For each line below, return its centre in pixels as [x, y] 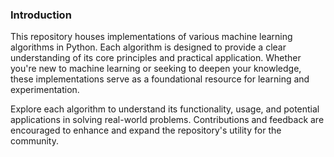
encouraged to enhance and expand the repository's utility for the [146, 130]
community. [34, 141]
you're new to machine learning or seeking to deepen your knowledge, [156, 69]
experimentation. [45, 90]
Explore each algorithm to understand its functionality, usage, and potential [165, 109]
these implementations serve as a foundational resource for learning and [160, 79]
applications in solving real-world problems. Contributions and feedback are [167, 120]
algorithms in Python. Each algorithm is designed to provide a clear [148, 47]
